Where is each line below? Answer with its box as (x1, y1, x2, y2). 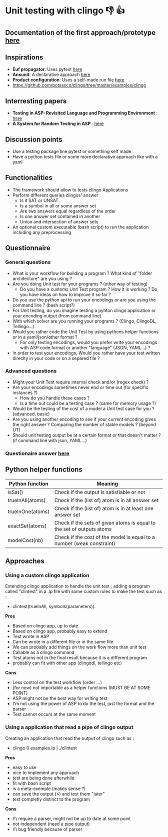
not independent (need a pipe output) (12, 820, 90, 826)
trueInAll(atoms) (7, 496, 46, 503)
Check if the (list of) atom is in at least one (54, 504, 154, 511)
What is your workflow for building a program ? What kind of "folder (12, 270, 152, 276)
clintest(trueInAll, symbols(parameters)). (12, 603, 96, 609)
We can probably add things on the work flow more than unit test (12, 644, 146, 650)
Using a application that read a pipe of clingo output (5, 724, 133, 731)
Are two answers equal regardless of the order (19, 208, 116, 214)
